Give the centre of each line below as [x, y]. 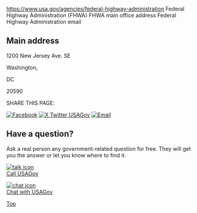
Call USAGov [22, 173]
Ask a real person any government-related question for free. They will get [99, 148]
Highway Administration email [44, 22]
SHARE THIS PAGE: [30, 103]
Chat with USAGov [30, 192]
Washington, [22, 67]
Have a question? [40, 134]
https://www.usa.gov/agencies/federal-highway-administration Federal [95, 9]
